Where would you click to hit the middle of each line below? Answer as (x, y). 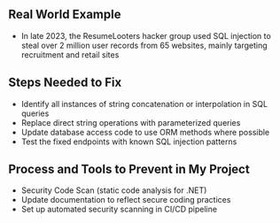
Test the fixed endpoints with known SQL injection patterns (129, 142)
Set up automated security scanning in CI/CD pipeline (119, 209)
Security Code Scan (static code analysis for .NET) (114, 190)
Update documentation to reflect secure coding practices (126, 200)
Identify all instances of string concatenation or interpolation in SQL (144, 104)
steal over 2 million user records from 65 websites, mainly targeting (144, 45)
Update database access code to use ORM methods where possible (145, 132)
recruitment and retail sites (70, 54)
